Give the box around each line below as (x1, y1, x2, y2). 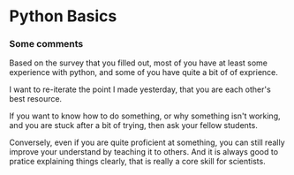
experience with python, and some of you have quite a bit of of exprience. (9, 67, 278, 78)
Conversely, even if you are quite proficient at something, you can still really (9, 137, 285, 148)
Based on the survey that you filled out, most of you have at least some (9, 57, 268, 68)
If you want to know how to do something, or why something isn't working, (9, 110, 281, 121)
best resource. (9, 94, 63, 104)
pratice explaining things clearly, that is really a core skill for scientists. (9, 156, 267, 167)
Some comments (9, 38, 84, 50)
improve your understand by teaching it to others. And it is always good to (9, 147, 279, 157)
